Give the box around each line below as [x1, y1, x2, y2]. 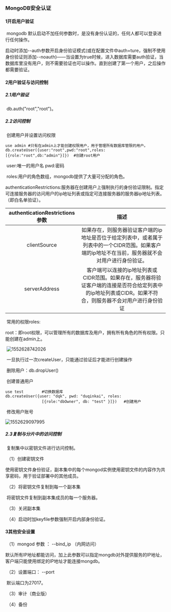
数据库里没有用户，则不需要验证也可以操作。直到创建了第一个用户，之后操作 [5, 60, 166, 67]
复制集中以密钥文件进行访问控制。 [6, 445, 78, 451]
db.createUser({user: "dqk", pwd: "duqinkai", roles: [5, 393, 122, 399]
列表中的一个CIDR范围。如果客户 [82, 242, 161, 249]
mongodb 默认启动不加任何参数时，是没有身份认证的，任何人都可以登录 [6, 31, 157, 37]
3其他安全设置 [5, 529, 36, 535]
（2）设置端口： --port [6, 569, 55, 575]
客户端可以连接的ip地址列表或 [86, 266, 158, 273]
